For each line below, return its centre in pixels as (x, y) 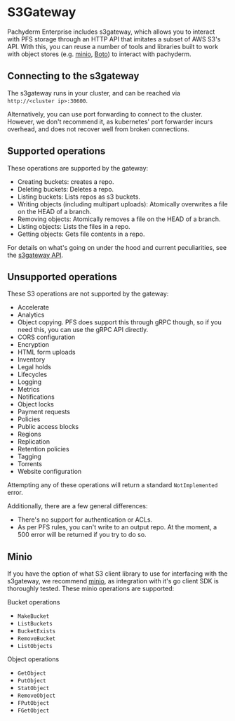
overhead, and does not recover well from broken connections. (98, 129)
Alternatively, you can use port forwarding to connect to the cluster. (105, 114)
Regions (29, 434)
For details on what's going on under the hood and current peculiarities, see (117, 247)
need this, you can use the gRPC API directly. (83, 330)
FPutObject (33, 703)
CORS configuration (46, 337)
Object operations (33, 659)
